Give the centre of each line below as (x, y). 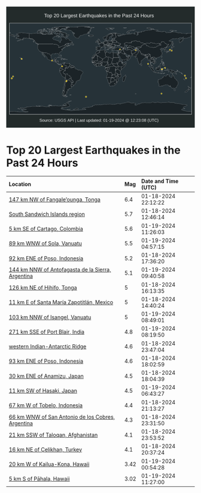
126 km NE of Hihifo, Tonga (43, 288)
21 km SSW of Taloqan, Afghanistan (53, 435)
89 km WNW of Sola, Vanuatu (45, 244)
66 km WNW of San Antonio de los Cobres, (62, 417)
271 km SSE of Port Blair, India (47, 332)
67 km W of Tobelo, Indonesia (45, 405)
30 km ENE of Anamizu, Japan (46, 376)
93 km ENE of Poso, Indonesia (46, 361)
